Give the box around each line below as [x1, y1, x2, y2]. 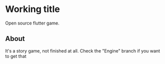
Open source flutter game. [5, 20, 59, 26]
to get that [5, 53, 26, 59]
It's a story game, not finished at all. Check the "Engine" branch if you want [5, 47, 160, 53]
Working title [5, 3, 60, 15]
